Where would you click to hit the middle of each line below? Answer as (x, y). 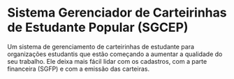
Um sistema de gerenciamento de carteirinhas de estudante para (101, 46)
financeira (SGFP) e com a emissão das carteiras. (79, 69)
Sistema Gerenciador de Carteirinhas (117, 13)
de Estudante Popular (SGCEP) (98, 27)
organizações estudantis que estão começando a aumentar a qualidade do (115, 54)
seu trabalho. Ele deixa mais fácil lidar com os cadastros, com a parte (107, 61)
